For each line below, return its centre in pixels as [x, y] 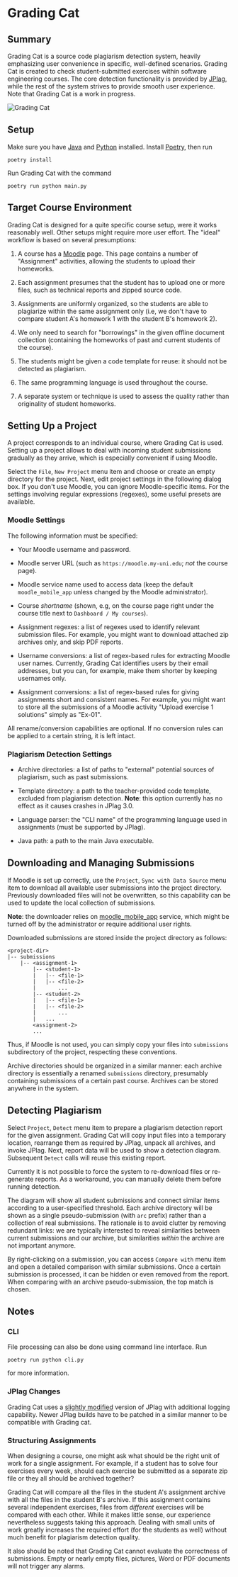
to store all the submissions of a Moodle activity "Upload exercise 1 [115, 707]
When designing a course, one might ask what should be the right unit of [114, 1456]
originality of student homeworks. [67, 403]
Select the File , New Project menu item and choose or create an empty [111, 472]
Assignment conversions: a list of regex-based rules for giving [108, 691]
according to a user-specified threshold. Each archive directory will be [110, 1208]
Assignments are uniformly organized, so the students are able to [113, 303]
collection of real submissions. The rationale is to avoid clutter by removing [117, 1223]
